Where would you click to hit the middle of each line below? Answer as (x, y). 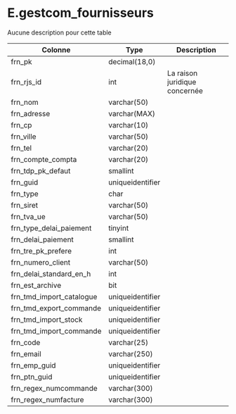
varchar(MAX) (132, 113)
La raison (183, 73)
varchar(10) (129, 125)
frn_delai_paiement (42, 239)
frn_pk (22, 61)
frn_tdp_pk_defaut (41, 170)
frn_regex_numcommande (54, 388)
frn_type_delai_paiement (51, 228)
